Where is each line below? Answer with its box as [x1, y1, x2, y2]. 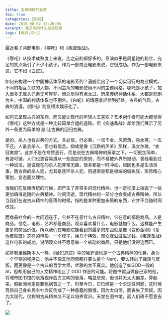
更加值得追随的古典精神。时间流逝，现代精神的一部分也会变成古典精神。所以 [5, 191, 162, 197]
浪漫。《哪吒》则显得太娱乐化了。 [13, 103, 82, 109]
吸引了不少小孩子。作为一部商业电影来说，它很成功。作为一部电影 [22, 62, 158, 67]
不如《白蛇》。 [18, 68, 47, 74]
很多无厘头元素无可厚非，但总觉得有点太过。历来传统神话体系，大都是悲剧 [9, 91, 162, 97]
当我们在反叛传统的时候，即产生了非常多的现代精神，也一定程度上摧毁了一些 [5, 185, 162, 191]
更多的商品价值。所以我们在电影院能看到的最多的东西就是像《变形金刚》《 [5, 227, 156, 232]
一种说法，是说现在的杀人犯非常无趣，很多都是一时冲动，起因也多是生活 [5, 162, 153, 167]
